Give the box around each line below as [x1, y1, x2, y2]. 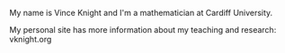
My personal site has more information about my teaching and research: [9, 25, 277, 34]
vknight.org [9, 34, 52, 44]
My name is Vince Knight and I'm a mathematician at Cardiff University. [9, 8, 273, 18]
